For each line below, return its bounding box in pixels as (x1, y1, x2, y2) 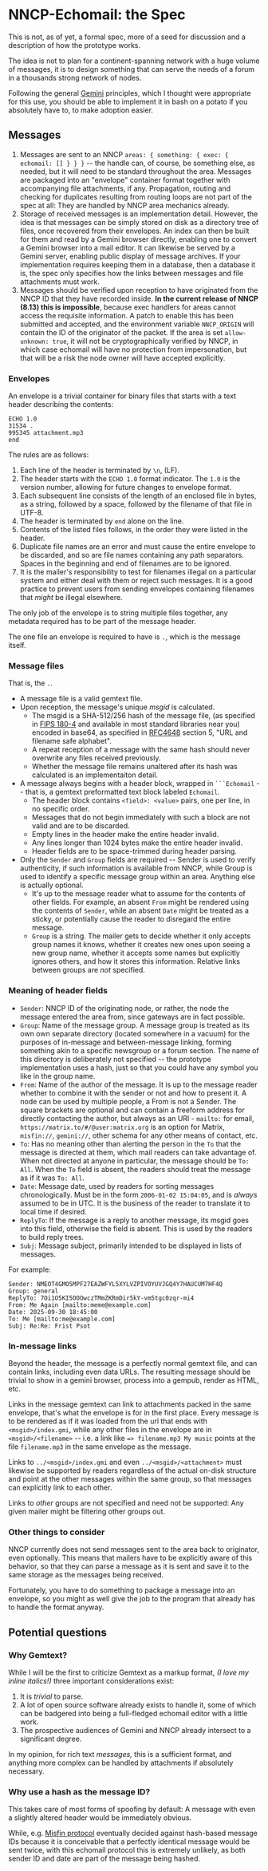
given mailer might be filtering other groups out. (8, 1506, 166, 1516)
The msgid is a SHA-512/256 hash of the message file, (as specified (31, 711, 255, 720)
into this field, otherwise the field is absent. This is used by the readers (19, 1223, 253, 1234)
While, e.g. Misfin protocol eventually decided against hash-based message (8, 1829, 258, 1838)
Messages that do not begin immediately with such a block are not (31, 812, 250, 823)
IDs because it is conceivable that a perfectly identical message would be (8, 1837, 250, 1846)
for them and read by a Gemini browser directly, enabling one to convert (19, 234, 258, 244)
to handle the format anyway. (8, 1602, 104, 1612)
